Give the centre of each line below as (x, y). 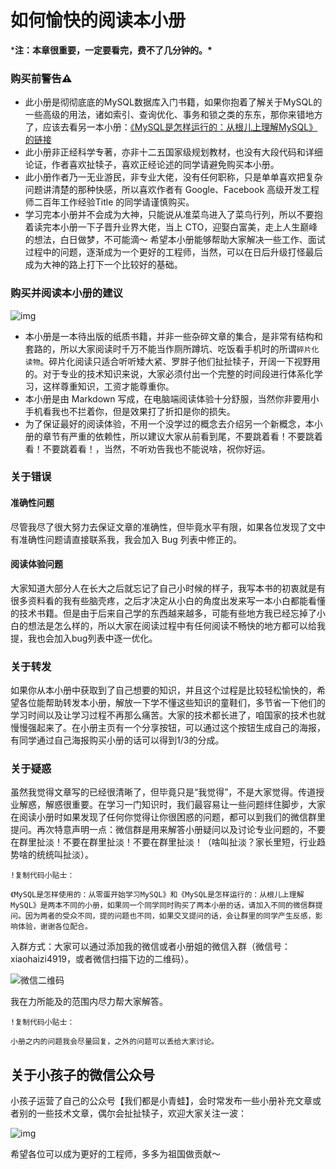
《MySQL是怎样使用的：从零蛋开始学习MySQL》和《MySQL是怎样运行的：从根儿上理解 (157, 895)
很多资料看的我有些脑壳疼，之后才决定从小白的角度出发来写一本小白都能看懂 (168, 600)
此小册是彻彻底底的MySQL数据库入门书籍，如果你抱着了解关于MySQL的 (173, 102)
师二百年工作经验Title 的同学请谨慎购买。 (109, 202)
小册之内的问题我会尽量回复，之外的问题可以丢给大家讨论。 (114, 1042)
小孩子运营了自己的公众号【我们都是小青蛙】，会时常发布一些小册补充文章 (161, 1101)
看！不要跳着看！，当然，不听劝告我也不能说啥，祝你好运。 (147, 448)
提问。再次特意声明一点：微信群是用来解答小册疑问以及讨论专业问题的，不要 (168, 830)
